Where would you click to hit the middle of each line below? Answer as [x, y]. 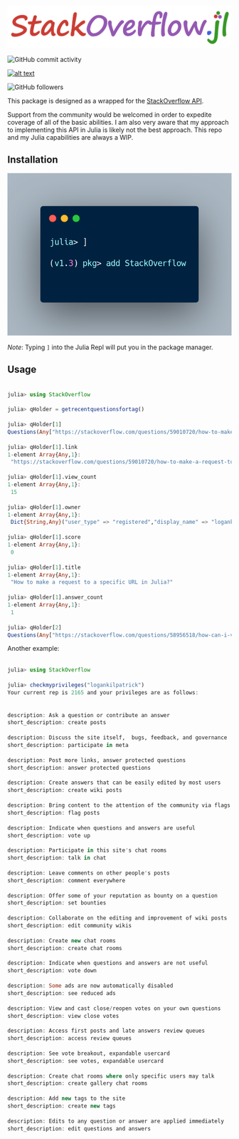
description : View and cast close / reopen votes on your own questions [114, 1008]
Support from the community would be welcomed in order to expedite [110, 114]
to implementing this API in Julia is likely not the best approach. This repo [115, 130]
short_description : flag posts [54, 813]
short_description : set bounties [57, 903]
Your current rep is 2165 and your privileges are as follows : [103, 692]
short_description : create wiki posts [65, 790]
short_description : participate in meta [68, 746]
